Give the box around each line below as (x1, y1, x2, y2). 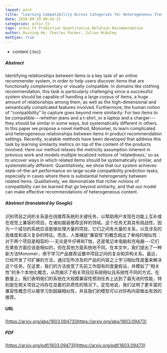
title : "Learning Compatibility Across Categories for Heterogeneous (5, 12, 153, 17)
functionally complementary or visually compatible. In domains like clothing (5, 83, 160, 89)
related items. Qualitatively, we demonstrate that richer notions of (5, 178, 139, 184)
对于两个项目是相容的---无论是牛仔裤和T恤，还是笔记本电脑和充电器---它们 (5, 238, 160, 244)
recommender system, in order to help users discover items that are (5, 78, 144, 84)
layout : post (5, 7, 32, 12)
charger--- (133, 115, 156, 121)
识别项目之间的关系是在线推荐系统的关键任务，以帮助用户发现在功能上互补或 (5, 213, 162, 219)
